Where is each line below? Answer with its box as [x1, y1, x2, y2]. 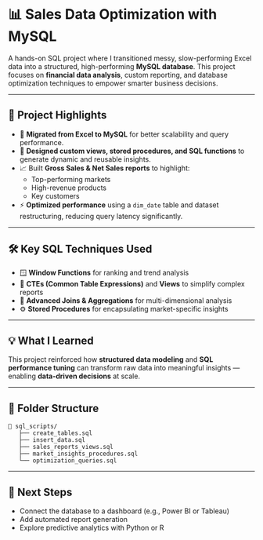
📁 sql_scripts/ [8, 422, 58, 431]
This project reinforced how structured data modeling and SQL [8, 355, 214, 364]
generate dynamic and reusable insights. [19, 154, 151, 164]
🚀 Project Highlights [8, 108, 107, 122]
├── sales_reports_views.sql [18, 443, 113, 451]
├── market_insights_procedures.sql [18, 450, 139, 458]
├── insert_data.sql [18, 436, 86, 444]
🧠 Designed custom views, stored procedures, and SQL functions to [19, 146, 245, 155]
